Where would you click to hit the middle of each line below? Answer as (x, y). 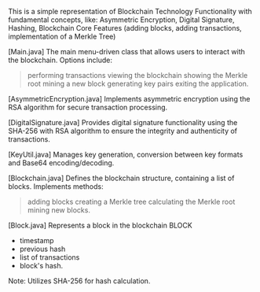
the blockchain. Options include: (60, 60)
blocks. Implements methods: (56, 187)
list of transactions (49, 257)
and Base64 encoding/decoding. (61, 163)
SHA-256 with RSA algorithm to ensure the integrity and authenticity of (123, 131)
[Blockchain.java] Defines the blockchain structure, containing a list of (121, 178)
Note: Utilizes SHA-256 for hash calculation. (79, 281)
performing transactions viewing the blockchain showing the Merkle (137, 75)
